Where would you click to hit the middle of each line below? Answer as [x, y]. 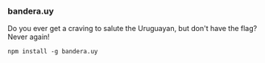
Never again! [29, 37]
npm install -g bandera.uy [53, 52]
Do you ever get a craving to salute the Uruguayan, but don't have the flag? [132, 29]
